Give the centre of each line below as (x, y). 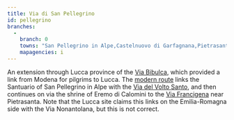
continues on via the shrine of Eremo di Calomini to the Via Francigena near (116, 94)
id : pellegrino (29, 20)
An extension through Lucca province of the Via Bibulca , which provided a (114, 72)
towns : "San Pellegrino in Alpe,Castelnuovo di (90, 46)
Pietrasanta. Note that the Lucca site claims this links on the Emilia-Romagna (117, 101)
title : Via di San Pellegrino (51, 14)
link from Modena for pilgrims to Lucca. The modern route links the (103, 79)
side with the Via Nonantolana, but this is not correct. (83, 109)
